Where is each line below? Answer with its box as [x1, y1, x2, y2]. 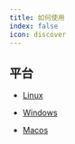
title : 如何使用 [9, 13, 65, 22]
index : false [9, 22, 59, 31]
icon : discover [9, 30, 67, 39]
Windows [22, 107, 58, 118]
